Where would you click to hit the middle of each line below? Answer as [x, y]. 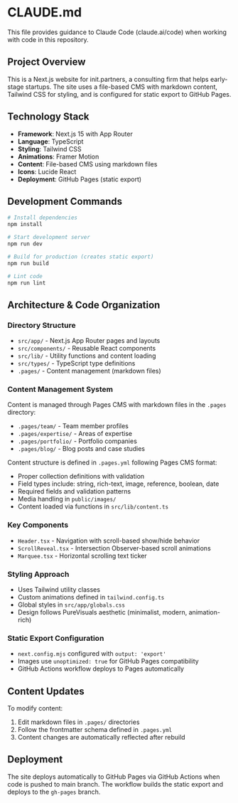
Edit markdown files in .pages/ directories [79, 722]
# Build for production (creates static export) [81, 257]
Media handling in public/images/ [67, 499]
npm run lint [27, 283]
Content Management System [60, 389]
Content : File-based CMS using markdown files [87, 164]
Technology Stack [48, 117]
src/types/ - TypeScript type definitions [76, 363]
